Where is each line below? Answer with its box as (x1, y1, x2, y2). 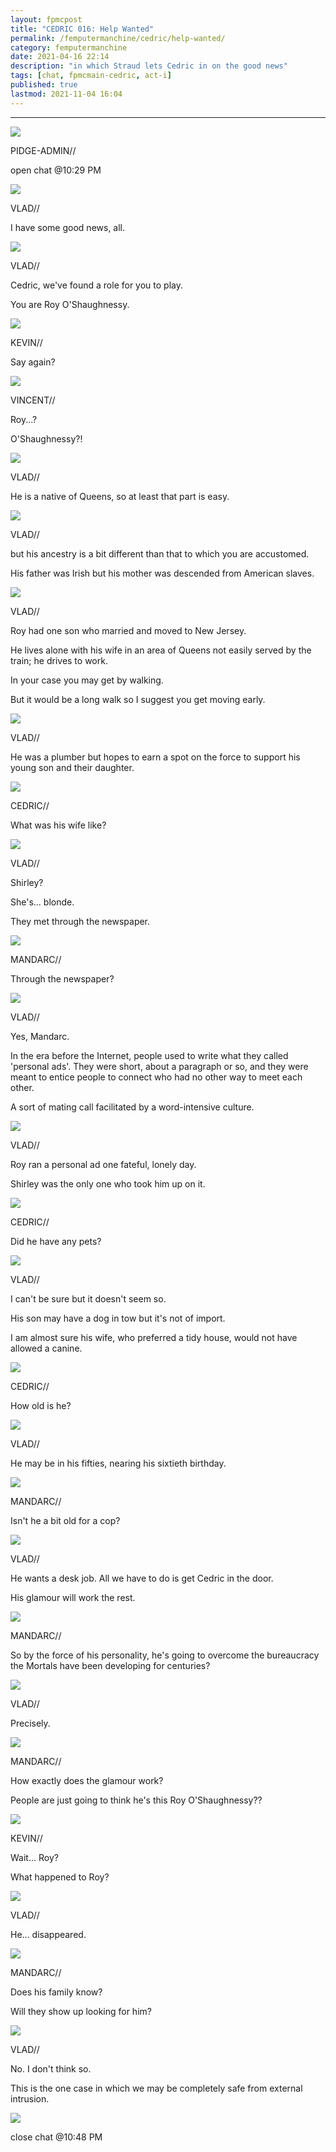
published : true (10, 80, 78, 90)
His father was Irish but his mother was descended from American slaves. (10, 567, 315, 579)
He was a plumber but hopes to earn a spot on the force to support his (10, 751, 301, 763)
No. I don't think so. (10, 2062, 92, 2075)
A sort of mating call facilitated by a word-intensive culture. (10, 1101, 255, 1113)
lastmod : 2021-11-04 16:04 (10, 89, 123, 99)
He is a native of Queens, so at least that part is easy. (10, 490, 230, 502)
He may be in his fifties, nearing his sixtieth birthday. (10, 1457, 227, 1469)
